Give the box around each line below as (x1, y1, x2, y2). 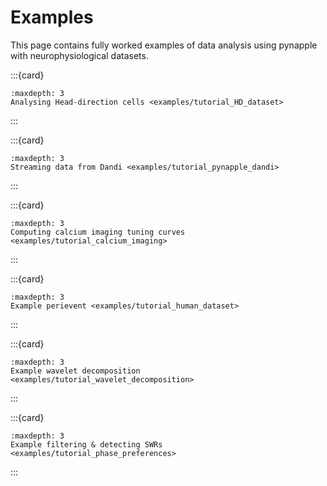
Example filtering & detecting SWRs (10, 439, 163, 450)
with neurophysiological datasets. (10, 49, 149, 61)
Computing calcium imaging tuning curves (10, 227, 186, 237)
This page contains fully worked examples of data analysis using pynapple (10, 39, 318, 51)
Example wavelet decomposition (10, 366, 141, 376)
